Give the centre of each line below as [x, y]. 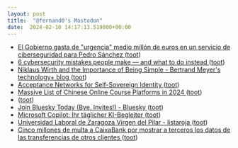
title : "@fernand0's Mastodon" [55, 21]
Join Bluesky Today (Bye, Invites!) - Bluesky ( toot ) [91, 108]
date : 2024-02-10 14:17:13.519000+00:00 [69, 27]
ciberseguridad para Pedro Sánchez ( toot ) [79, 55]
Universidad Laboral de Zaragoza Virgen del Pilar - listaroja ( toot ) [113, 123]
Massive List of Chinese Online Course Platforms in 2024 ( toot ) [110, 92]
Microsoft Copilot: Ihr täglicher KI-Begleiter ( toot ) [89, 115]
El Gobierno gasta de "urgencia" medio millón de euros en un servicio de [124, 47]
